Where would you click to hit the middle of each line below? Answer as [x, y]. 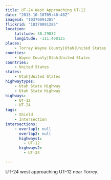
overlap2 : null [35, 133]
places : [14, 43]
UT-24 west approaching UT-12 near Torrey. [52, 171]
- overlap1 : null [33, 129]
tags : [11, 110]
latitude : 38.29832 [35, 34]
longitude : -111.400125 [40, 39]
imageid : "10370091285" [31, 19]
